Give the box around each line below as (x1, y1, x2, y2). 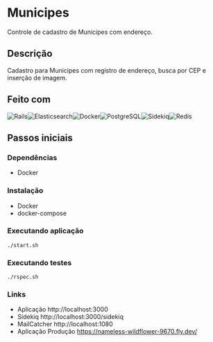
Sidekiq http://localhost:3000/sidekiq (17, 313, 123, 321)
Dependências (7, 152, 58, 162)
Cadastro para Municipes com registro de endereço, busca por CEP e (7, 66, 207, 74)
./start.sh (7, 242, 39, 249)
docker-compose (17, 209, 67, 217)
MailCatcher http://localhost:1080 (17, 320, 113, 328)
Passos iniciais (7, 132, 73, 143)
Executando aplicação (7, 226, 84, 236)
